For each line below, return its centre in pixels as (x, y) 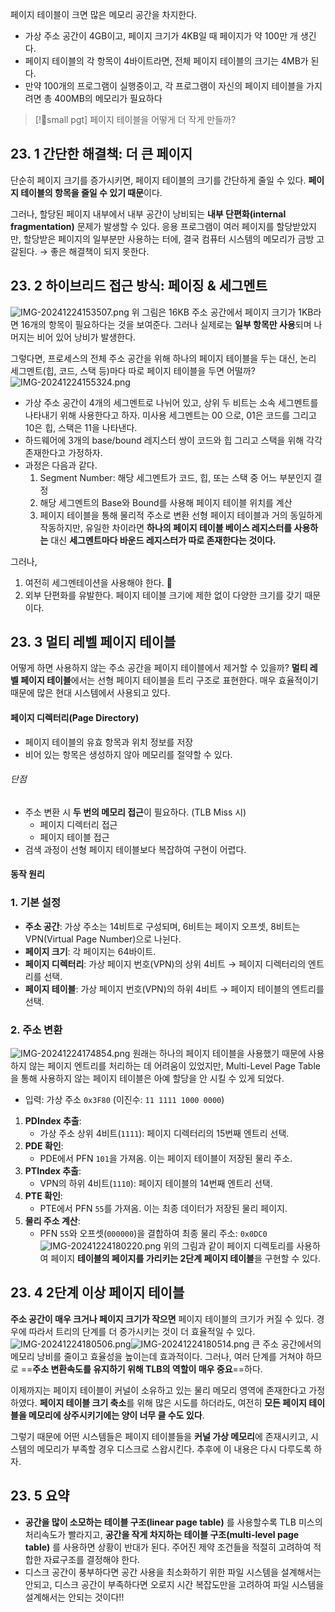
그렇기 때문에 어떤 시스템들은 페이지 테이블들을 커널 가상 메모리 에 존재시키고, (159, 1436)
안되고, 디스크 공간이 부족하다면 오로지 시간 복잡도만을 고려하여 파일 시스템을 (174, 1584)
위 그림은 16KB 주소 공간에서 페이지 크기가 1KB (222, 312)
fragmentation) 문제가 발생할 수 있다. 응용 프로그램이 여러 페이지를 (142, 226)
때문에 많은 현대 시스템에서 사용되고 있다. (90, 693)
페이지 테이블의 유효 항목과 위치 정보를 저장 (109, 742)
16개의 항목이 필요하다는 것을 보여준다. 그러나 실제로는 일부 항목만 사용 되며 (166, 324)
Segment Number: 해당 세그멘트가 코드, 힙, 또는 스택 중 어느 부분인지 (175, 477)
